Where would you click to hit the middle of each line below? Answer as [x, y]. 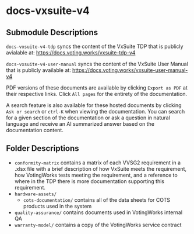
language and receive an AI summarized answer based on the [80, 124]
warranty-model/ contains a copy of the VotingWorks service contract [98, 225]
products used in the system [57, 206]
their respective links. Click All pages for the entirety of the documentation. [97, 94]
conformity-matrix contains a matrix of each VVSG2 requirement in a [98, 163]
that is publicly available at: [38, 70]
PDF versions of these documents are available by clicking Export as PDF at [97, 88]
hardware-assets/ [36, 194]
